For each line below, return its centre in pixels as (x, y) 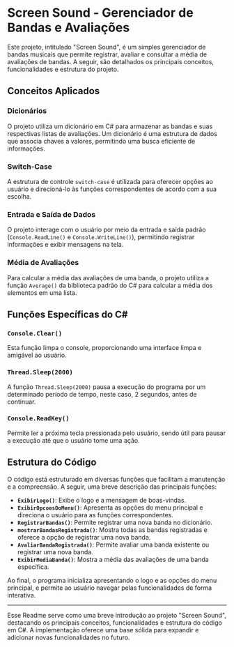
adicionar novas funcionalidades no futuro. (69, 637)
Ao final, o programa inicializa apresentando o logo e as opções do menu (112, 580)
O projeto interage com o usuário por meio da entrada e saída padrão (107, 230)
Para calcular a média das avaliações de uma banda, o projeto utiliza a (108, 277)
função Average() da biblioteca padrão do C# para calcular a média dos (110, 285)
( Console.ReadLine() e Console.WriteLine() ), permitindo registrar (101, 237)
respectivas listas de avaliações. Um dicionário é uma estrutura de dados (112, 133)
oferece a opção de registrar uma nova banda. (84, 537)
